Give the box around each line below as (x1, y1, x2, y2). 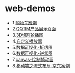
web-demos (5, 3, 55, 14)
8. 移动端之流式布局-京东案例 (12, 62, 70, 69)
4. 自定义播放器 (12, 38, 43, 44)
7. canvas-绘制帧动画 (12, 56, 54, 62)
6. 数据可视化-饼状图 (12, 50, 53, 56)
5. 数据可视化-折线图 (12, 44, 53, 50)
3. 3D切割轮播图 (12, 32, 44, 38)
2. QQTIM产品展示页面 (12, 25, 56, 32)
